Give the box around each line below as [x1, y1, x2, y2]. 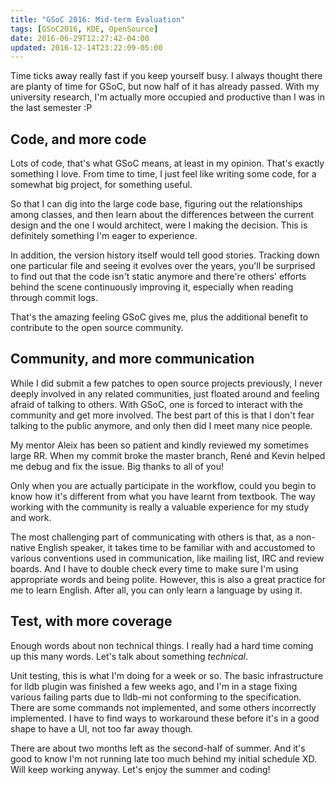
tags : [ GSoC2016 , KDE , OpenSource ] [10, 24, 159, 34]
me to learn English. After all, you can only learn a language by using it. [10, 584, 303, 596]
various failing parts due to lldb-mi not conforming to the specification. [10, 691, 302, 703]
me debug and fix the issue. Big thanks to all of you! [10, 460, 225, 472]
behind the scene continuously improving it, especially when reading [10, 281, 294, 293]
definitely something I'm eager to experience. [10, 230, 198, 242]
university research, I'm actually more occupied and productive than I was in [10, 91, 326, 103]
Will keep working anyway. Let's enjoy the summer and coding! [10, 763, 271, 775]
